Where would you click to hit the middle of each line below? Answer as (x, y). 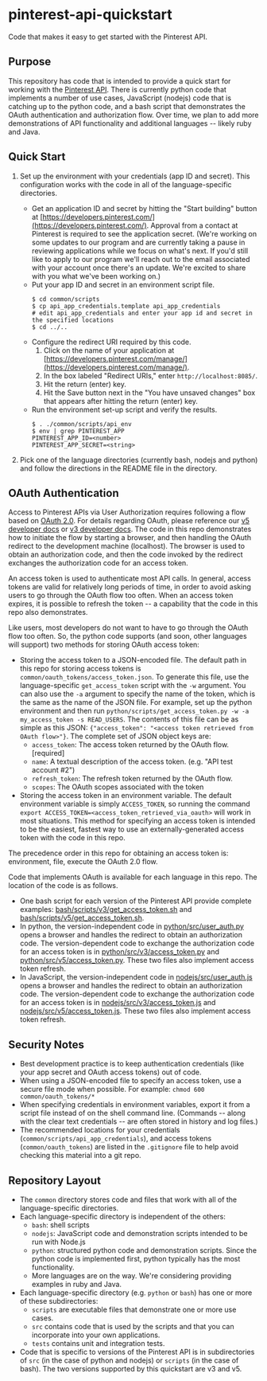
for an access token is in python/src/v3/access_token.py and (120, 952)
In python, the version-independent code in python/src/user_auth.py (132, 926)
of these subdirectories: (59, 1301)
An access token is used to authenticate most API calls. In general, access (130, 578)
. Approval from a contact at (192, 225)
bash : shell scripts (60, 1225)
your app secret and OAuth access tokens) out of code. (110, 1072)
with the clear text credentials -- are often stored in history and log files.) (139, 1121)
